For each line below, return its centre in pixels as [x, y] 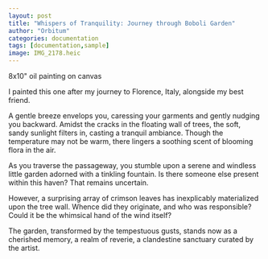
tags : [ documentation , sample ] [59, 46]
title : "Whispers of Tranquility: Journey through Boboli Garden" [122, 23]
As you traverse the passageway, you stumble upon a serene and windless [132, 165]
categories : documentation [54, 38]
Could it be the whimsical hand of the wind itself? [90, 215]
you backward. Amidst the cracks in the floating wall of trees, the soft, [125, 124]
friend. [19, 100]
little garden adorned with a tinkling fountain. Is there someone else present [134, 174]
